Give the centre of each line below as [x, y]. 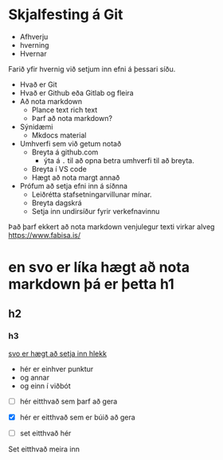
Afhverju [34, 37]
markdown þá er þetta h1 [92, 285]
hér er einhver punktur [57, 368]
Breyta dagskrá [57, 203]
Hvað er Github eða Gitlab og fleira [76, 92]
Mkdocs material [59, 135]
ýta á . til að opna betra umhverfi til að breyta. [119, 160]
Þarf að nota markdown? [72, 118]
